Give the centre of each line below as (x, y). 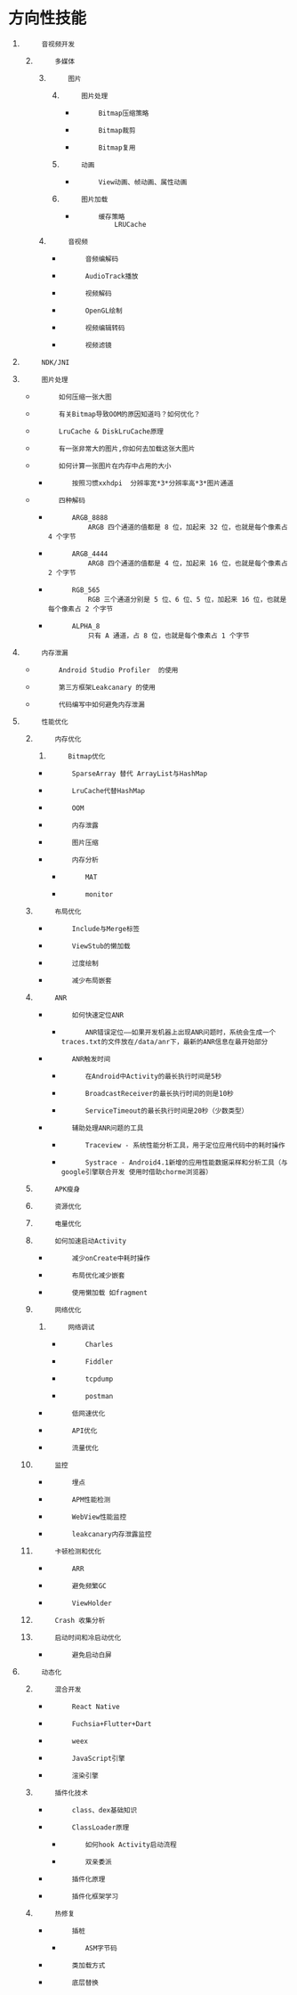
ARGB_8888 (90, 517)
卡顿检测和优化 (78, 1551)
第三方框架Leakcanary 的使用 (107, 687)
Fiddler (99, 1362)
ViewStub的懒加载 (101, 946)
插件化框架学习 (95, 1896)
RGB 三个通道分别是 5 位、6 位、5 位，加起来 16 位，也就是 (187, 599)
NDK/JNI (56, 362)
